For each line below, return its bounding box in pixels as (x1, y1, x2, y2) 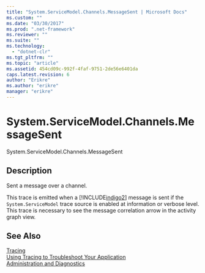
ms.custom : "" (6, 15, 43, 21)
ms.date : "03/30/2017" (6, 20, 64, 26)
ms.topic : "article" (6, 60, 59, 66)
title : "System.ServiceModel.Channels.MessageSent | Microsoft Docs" (6, 9, 188, 15)
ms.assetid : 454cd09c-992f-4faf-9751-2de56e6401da (6, 65, 138, 72)
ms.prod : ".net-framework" (6, 26, 75, 32)
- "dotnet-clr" (12, 49, 51, 55)
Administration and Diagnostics (6, 260, 86, 268)
